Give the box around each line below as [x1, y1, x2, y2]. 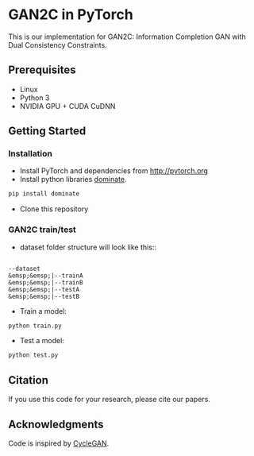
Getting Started [8, 125, 87, 138]
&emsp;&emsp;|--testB [8, 292, 80, 300]
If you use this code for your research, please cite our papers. [8, 395, 210, 404]
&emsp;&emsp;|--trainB [8, 278, 83, 287]
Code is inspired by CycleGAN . [8, 439, 110, 448]
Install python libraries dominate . [19, 175, 127, 184]
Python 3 [19, 93, 50, 102]
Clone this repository [19, 204, 89, 214]
